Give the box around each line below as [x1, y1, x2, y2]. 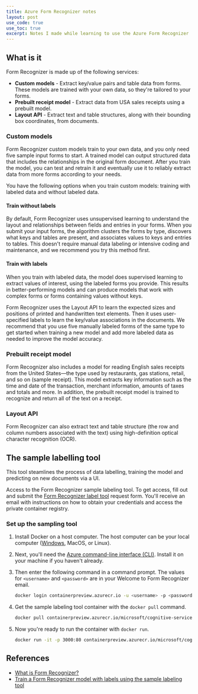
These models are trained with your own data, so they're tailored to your [14, 86, 191, 93]
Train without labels [6, 202, 56, 209]
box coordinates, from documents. [14, 117, 99, 124]
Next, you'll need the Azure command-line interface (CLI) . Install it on [14, 551, 184, 558]
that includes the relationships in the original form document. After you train [6, 158, 190, 166]
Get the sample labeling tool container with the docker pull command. [14, 603, 186, 611]
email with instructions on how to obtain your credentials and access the [6, 499, 183, 506]
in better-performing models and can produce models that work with [6, 286, 173, 293]
